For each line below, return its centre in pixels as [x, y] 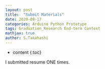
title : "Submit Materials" [35, 15]
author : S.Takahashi [27, 38]
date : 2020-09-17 [23, 19]
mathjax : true [20, 33]
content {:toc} [27, 52]
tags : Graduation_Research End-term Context [53, 29]
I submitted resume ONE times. [37, 62]
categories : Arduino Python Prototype [46, 24]
